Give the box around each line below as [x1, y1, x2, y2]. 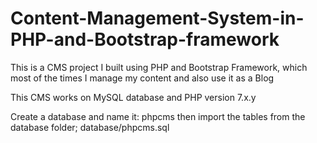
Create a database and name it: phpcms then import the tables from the [10, 110, 306, 122]
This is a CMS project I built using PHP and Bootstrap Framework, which [10, 61, 308, 73]
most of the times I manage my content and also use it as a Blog [10, 72, 275, 84]
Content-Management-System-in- [10, 7, 305, 30]
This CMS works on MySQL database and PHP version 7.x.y [10, 91, 257, 103]
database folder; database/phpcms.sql [10, 121, 170, 133]
